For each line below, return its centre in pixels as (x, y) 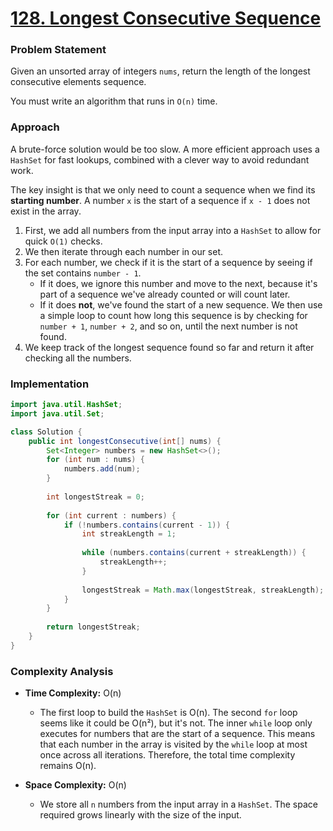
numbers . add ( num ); (102, 469)
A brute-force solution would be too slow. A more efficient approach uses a (165, 149)
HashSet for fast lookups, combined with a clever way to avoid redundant (160, 159)
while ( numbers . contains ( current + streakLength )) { (194, 553)
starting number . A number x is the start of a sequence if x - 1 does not (160, 200)
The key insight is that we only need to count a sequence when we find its (163, 189)
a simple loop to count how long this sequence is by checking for (173, 315)
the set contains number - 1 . (83, 273)
